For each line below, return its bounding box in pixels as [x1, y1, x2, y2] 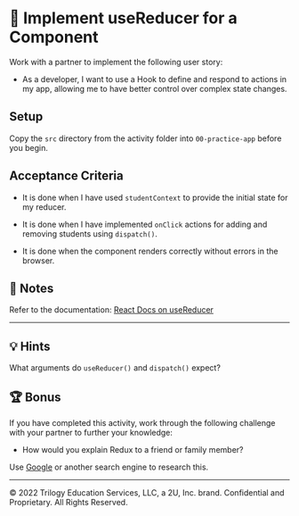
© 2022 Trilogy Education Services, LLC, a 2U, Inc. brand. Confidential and [9, 487, 285, 498]
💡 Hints [9, 338, 51, 354]
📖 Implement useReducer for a [9, 8, 238, 29]
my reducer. [21, 201, 67, 212]
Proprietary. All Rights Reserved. [9, 497, 128, 507]
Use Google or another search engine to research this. [9, 462, 209, 472]
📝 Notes [9, 280, 54, 295]
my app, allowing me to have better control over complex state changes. [21, 83, 287, 94]
